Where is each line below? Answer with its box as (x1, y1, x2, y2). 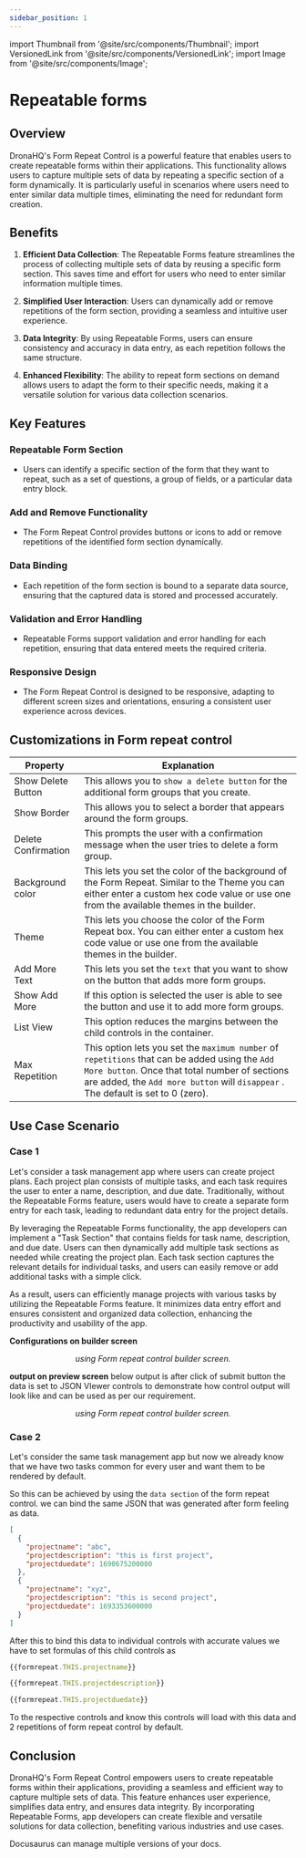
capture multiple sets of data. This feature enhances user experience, (9, 1791, 271, 1802)
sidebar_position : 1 (9, 13, 88, 23)
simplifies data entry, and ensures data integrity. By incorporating (9, 1801, 255, 1812)
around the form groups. (84, 813, 189, 825)
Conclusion (9, 1748, 76, 1763)
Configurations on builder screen (9, 1335, 138, 1346)
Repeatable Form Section (9, 443, 124, 456)
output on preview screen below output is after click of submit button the (9, 1370, 286, 1382)
